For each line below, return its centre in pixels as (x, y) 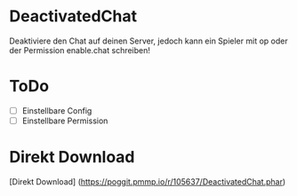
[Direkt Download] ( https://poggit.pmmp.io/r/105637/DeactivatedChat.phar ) (148, 181)
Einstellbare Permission (65, 121)
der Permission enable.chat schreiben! (80, 50)
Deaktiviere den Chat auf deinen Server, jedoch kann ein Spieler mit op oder (148, 41)
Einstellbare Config (57, 110)
